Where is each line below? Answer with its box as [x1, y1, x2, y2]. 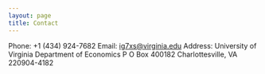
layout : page [8, 11, 52, 20]
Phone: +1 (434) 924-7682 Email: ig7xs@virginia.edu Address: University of [8, 41, 257, 50]
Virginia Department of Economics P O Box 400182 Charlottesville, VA [8, 49, 238, 59]
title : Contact [8, 19, 59, 27]
